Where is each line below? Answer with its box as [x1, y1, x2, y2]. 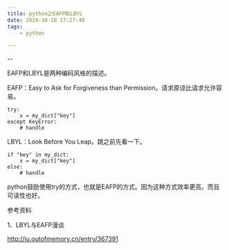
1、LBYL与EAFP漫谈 [7, 221, 64, 229]
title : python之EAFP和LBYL [7, 10, 83, 17]
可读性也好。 [7, 192, 44, 200]
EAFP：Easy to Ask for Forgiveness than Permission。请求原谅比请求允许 [7, 84, 217, 92]
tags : [7, 23, 23, 30]
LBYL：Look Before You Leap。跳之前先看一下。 [7, 137, 147, 146]
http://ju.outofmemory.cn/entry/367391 [7, 235, 119, 243]
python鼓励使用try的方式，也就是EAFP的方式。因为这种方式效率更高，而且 [7, 183, 220, 191]
